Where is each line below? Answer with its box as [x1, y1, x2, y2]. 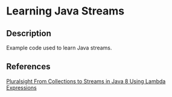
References [6, 61, 51, 72]
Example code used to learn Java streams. [6, 44, 112, 51]
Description [6, 28, 51, 39]
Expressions [6, 84, 37, 91]
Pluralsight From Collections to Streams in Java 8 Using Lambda [6, 77, 166, 85]
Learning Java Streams [6, 4, 125, 18]
